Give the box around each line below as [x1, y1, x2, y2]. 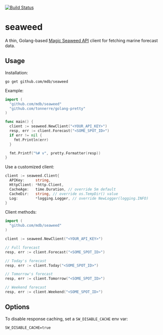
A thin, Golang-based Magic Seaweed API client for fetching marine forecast [5, 37, 158, 43]
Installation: [5, 69, 28, 75]
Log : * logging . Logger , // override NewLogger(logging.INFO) [9, 196, 149, 201]
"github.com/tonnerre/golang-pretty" [9, 106, 86, 111]
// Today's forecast [5, 258, 47, 263]
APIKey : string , [9, 178, 51, 183]
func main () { [5, 119, 34, 124]
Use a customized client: [5, 164, 54, 170]
